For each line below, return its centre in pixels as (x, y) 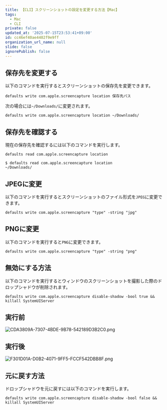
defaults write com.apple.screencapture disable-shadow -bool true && (80, 296)
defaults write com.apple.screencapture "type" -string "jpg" (71, 212)
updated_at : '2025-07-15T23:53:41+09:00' (49, 33)
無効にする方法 (28, 268)
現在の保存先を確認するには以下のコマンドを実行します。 (64, 145)
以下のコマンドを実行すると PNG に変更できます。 (54, 242)
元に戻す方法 (25, 376)
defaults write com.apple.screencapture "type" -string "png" (71, 251)
